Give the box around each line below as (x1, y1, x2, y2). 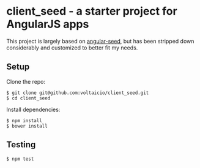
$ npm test (6, 156, 34, 162)
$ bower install (6, 123, 48, 129)
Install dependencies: (6, 106, 61, 113)
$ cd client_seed (6, 95, 51, 101)
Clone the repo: (6, 78, 46, 85)
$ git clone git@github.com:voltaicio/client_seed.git (6, 90, 149, 96)
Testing (6, 139, 36, 150)
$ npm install (6, 117, 43, 123)
